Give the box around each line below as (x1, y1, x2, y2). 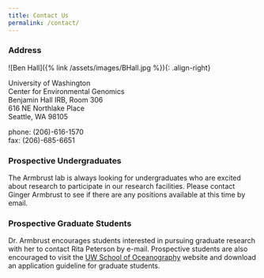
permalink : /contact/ (8, 19, 80, 27)
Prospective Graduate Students (8, 218, 132, 229)
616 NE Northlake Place (8, 103, 85, 113)
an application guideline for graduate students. (8, 261, 160, 271)
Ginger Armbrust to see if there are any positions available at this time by (8, 190, 246, 200)
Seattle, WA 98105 (8, 111, 69, 121)
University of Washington (8, 78, 91, 88)
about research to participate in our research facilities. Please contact (8, 182, 236, 191)
